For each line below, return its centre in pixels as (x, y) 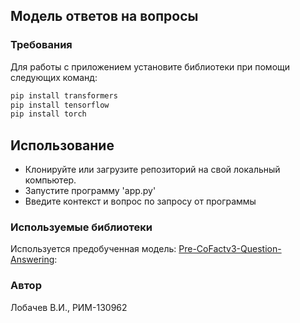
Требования (41, 45)
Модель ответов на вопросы (104, 16)
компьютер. (50, 180)
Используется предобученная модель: (93, 249)
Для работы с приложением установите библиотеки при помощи (150, 66)
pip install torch (48, 114)
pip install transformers (64, 95)
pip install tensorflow (60, 105)
